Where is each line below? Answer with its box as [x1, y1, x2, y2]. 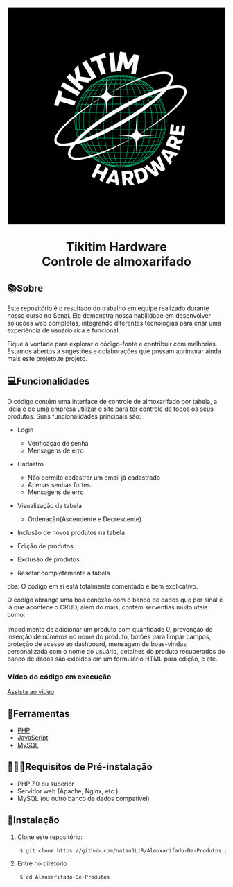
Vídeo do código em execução [7, 672, 112, 682]
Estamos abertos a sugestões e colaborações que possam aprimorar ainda [7, 347, 222, 355]
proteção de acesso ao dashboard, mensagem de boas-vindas [7, 639, 187, 648]
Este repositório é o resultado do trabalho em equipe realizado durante [7, 304, 209, 312]
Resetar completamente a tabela [17, 568, 110, 577]
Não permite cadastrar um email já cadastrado [27, 473, 161, 482]
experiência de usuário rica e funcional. [7, 326, 121, 335]
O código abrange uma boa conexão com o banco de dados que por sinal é [7, 595, 223, 604]
